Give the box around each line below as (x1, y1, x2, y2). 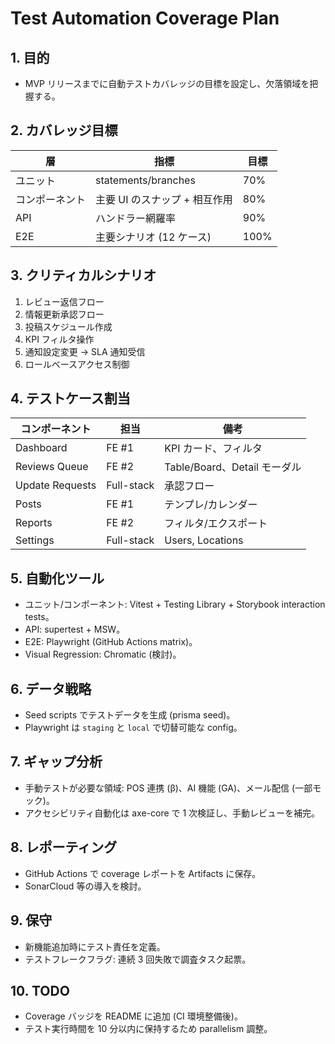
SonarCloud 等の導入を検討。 (24, 880, 147, 892)
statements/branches (95, 173, 196, 187)
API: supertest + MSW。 (24, 623, 126, 636)
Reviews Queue (15, 460, 89, 474)
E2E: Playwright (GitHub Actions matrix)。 (24, 636, 198, 648)
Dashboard (15, 441, 68, 455)
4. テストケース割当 (10, 390, 131, 407)
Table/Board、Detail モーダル (164, 460, 302, 474)
